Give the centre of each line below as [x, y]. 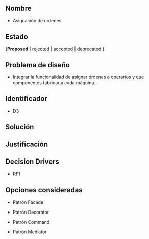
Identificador [26, 99]
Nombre [18, 8]
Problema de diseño [38, 65]
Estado [17, 37]
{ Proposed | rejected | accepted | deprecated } [55, 49]
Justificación [27, 144]
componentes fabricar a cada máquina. [54, 83]
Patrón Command [31, 222]
